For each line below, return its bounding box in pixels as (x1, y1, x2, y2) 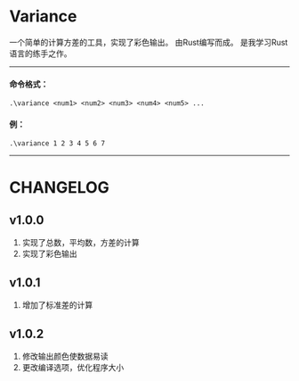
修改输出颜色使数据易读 (21, 351, 109, 361)
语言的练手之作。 (9, 47, 72, 59)
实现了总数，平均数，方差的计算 (21, 237, 140, 248)
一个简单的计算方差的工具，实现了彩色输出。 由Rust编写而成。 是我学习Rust (9, 37, 288, 47)
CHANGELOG (9, 177, 109, 197)
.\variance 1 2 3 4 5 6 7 (9, 139, 105, 148)
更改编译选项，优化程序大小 (21, 361, 125, 372)
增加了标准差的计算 (21, 300, 93, 311)
